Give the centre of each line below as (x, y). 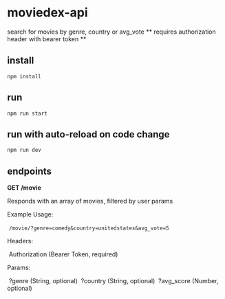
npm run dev (24, 150)
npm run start (28, 113)
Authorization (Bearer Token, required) (63, 254)
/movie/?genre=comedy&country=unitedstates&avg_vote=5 (89, 228)
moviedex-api (47, 13)
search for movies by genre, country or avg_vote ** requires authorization (112, 32)
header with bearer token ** (47, 38)
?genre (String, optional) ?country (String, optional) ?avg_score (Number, (114, 281)
